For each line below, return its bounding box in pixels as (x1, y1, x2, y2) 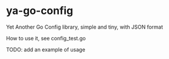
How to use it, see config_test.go (6, 34, 86, 41)
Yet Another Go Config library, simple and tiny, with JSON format (6, 23, 163, 30)
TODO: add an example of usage (6, 46, 85, 53)
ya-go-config (6, 4, 74, 18)
